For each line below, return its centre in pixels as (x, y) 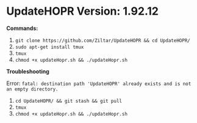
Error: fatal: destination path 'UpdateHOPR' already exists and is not (99, 83)
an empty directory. (33, 89)
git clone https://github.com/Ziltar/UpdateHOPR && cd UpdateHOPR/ (102, 40)
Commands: (22, 28)
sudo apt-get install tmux (49, 47)
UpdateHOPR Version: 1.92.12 (82, 11)
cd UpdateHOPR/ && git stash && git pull (68, 101)
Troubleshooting (28, 71)
